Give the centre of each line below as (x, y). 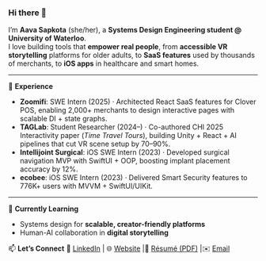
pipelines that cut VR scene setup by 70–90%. (95, 144)
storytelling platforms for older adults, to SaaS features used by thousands (132, 56)
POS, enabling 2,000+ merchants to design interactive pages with (127, 110)
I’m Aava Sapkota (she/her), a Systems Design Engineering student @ (125, 30)
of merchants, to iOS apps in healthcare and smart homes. (104, 63)
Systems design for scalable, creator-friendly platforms (112, 225)
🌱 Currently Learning (44, 209)
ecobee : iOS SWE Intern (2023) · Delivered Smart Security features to (133, 178)
